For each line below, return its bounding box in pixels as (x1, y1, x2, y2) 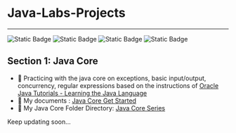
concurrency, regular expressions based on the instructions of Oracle (17, 81, 219, 89)
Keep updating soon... (7, 118, 72, 126)
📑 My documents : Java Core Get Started (17, 96, 137, 105)
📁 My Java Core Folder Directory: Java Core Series (17, 103, 166, 112)
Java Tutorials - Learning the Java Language (17, 89, 147, 97)
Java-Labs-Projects (7, 5, 126, 21)
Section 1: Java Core (7, 55, 98, 68)
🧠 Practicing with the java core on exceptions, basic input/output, (17, 74, 206, 82)
